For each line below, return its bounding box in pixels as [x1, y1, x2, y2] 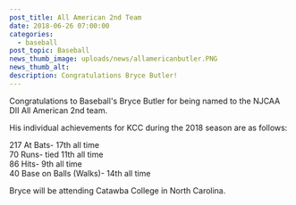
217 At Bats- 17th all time [9, 139, 100, 150]
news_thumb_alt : [9, 63, 70, 72]
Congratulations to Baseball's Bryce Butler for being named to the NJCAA [9, 95, 281, 106]
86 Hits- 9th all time [9, 158, 82, 169]
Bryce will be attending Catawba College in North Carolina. [9, 184, 226, 196]
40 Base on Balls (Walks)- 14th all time [9, 168, 151, 178]
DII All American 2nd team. [9, 104, 108, 116]
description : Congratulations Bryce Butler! [9, 71, 178, 80]
